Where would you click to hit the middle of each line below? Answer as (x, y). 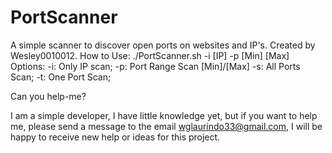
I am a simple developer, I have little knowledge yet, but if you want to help (164, 115)
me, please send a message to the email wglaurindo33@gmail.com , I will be (166, 126)
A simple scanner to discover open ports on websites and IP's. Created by (163, 45)
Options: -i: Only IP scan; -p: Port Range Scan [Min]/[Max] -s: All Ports (155, 66)
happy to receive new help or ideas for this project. (115, 137)
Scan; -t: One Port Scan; (61, 77)
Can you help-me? (48, 96)
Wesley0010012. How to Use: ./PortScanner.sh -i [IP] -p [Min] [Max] (150, 55)
